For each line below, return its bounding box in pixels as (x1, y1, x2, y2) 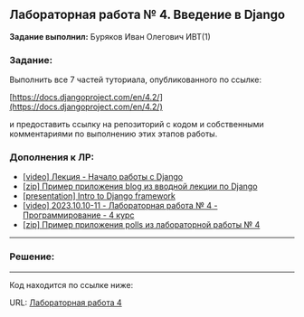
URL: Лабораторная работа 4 (9, 297, 122, 308)
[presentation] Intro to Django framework (22, 191, 176, 201)
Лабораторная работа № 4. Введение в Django (9, 7, 286, 23)
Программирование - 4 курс (22, 210, 135, 220)
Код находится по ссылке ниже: (9, 279, 134, 290)
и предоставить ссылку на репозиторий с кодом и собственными (9, 119, 264, 130)
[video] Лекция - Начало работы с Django (22, 172, 184, 182)
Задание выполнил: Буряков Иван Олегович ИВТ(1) (9, 31, 211, 42)
